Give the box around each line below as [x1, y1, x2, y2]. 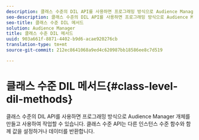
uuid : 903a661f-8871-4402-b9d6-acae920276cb [6, 36, 118, 42]
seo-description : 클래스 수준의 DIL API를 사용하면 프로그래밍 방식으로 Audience [6, 14, 188, 20]
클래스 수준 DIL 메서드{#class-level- [6, 79, 178, 93]
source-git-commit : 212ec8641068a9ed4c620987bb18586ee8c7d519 [6, 47, 163, 53]
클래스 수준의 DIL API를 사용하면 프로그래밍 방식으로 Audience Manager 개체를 [6, 113, 191, 120]
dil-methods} [6, 92, 73, 106]
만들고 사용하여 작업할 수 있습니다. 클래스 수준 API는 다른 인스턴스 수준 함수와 [6, 120, 185, 127]
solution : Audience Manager [6, 25, 76, 31]
